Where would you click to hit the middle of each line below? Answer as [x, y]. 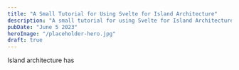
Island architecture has [41, 60]
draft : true [25, 40]
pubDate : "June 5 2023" [43, 27]
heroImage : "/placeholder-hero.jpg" [62, 34]
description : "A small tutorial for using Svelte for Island [100, 21]
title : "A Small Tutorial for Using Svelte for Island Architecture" [113, 14]
